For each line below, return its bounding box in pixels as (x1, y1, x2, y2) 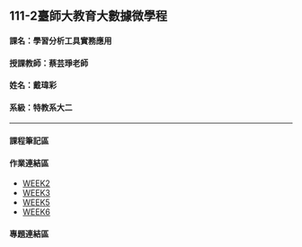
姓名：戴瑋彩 (9, 80, 57, 91)
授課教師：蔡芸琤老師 (9, 57, 88, 68)
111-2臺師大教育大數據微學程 (9, 8, 168, 24)
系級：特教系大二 (9, 101, 73, 112)
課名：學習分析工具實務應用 (9, 35, 112, 46)
